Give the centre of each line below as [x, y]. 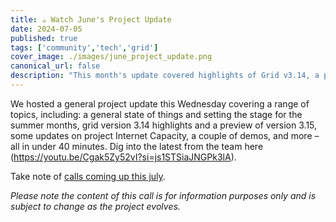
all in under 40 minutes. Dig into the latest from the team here [137, 146]
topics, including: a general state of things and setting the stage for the [156, 114]
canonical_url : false [55, 66]
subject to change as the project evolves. [95, 206]
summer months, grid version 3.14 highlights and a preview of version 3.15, [164, 125]
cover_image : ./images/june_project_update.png [111, 57]
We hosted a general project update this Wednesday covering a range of [160, 103]
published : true [44, 38]
